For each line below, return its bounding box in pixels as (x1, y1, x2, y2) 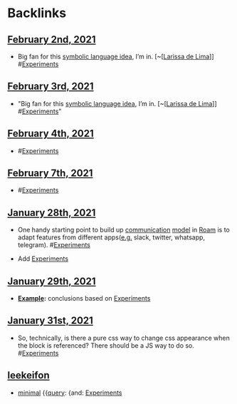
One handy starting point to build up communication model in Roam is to (17, 226, 230, 234)
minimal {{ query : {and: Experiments (17, 388, 122, 397)
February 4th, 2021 (7, 128, 94, 140)
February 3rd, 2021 (7, 81, 94, 93)
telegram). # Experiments (17, 241, 91, 249)
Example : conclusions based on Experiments (17, 294, 151, 303)
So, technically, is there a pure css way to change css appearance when (17, 333, 230, 342)
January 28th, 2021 (7, 207, 96, 219)
